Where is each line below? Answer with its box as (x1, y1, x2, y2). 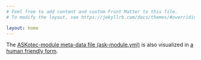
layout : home (6, 25, 39, 31)
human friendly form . (6, 48, 59, 55)
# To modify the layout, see (6, 14, 79, 20)
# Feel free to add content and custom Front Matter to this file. (6, 8, 178, 15)
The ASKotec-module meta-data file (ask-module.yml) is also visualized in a (6, 41, 194, 48)
